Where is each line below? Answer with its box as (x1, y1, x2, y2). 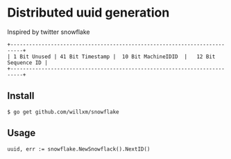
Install (7, 90, 35, 102)
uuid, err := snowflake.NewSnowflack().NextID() (7, 145, 151, 153)
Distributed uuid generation (7, 5, 170, 21)
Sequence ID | (7, 59, 49, 66)
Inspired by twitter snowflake (7, 28, 90, 36)
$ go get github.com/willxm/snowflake (7, 109, 119, 115)
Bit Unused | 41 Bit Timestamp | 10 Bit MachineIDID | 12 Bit (19, 53, 216, 60)
